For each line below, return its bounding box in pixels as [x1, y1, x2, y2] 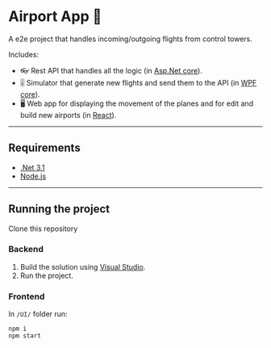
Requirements [8, 141, 81, 155]
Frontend [8, 291, 45, 302]
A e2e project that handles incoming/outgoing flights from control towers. [8, 34, 252, 44]
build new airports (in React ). [19, 110, 117, 119]
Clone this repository [8, 224, 78, 233]
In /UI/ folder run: [8, 309, 68, 319]
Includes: [8, 49, 39, 59]
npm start [8, 332, 42, 340]
